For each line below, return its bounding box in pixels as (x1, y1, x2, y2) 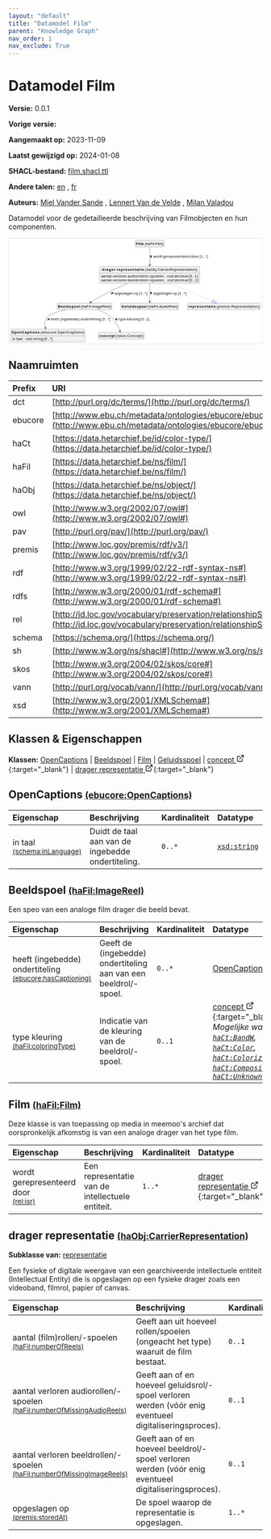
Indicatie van (99, 1015, 148, 1027)
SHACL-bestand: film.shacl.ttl (8, 167, 109, 176)
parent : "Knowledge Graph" (8, 27, 99, 35)
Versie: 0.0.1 (8, 104, 50, 113)
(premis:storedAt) (12, 1512, 69, 1522)
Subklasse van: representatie (8, 1249, 107, 1259)
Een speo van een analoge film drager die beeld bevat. (8, 905, 190, 914)
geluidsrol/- (168, 1379, 214, 1390)
